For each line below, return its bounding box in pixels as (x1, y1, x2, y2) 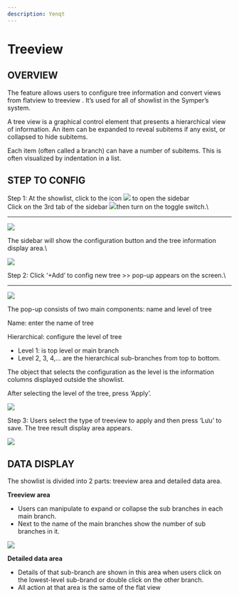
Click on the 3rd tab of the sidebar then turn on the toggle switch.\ (7, 202, 209, 211)
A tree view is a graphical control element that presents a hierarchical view (7, 117, 226, 125)
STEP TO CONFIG (7, 175, 86, 187)
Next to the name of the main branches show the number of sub (17, 519, 206, 528)
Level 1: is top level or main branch (17, 346, 119, 355)
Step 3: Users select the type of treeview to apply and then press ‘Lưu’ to (7, 416, 222, 425)
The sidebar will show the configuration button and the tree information (7, 237, 217, 245)
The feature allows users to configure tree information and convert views (7, 88, 222, 97)
